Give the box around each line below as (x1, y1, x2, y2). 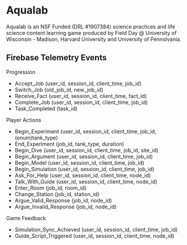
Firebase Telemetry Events (6, 53, 107, 63)
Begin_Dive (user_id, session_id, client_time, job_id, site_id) (14, 146, 159, 153)
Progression (6, 68, 35, 76)
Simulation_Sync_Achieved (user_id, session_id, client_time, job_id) (14, 226, 178, 233)
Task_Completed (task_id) (14, 104, 78, 112)
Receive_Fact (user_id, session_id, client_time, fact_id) (14, 92, 147, 99)
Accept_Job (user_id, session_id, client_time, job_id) (14, 80, 142, 87)
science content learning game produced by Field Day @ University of (6, 29, 177, 36)
